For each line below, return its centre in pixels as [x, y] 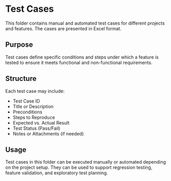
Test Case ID [26, 101]
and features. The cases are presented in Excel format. [63, 28]
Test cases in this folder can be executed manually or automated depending [85, 162]
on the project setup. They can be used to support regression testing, [79, 168]
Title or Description [33, 106]
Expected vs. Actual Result [41, 123]
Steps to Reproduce [34, 117]
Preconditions [27, 112]
